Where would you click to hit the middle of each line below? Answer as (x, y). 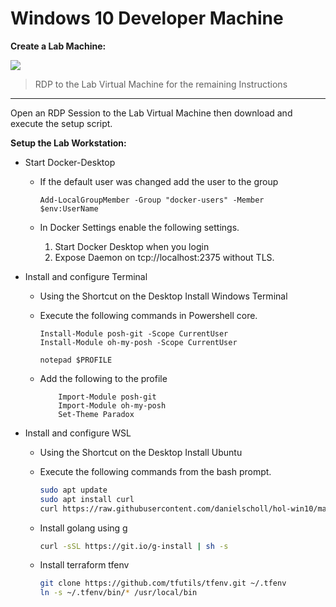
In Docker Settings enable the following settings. (139, 227)
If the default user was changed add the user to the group (159, 181)
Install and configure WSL (78, 433)
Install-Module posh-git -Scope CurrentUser (134, 333)
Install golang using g (83, 528)
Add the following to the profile (103, 378)
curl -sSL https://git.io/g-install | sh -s (134, 546)
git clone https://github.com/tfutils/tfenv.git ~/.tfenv (163, 583)
